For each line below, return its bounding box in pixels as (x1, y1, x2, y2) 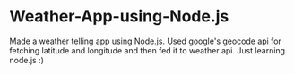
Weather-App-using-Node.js (9, 6, 229, 27)
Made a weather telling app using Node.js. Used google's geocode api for (9, 36, 282, 46)
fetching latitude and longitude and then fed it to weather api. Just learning (9, 45, 285, 55)
